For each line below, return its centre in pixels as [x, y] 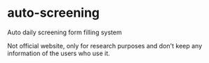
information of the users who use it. [59, 53]
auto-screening [54, 13]
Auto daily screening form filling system [65, 32]
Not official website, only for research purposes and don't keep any [105, 45]
